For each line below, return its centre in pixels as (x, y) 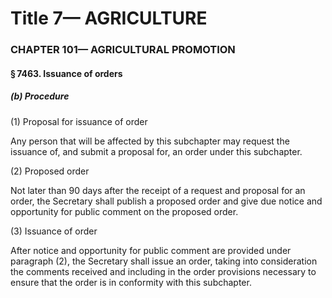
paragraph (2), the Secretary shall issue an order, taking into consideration (164, 261)
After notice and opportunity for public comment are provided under (151, 250)
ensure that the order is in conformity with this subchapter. (131, 282)
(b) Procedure (40, 96)
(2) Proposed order (50, 171)
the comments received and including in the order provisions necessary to (163, 271)
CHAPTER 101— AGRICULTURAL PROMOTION (123, 50)
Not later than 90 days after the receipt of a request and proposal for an (158, 190)
